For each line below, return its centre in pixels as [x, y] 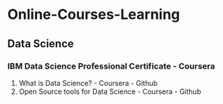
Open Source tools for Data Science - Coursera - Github [110, 91]
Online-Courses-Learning [94, 15]
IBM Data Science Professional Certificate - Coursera [111, 66]
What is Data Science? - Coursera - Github [88, 83]
